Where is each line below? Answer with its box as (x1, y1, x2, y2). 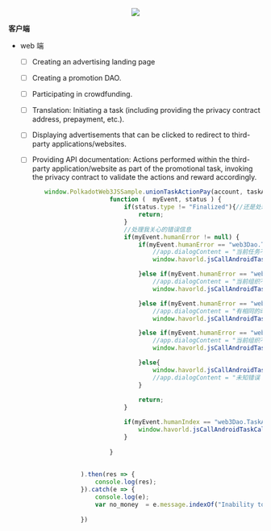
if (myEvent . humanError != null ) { (123, 233, 240, 241)
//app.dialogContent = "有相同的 (152, 307, 261, 315)
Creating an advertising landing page (31, 57, 156, 66)
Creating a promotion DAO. (31, 73, 122, 83)
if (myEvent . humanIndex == (123, 418, 211, 426)
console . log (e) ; (94, 492, 150, 501)
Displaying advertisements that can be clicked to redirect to (31, 130, 231, 140)
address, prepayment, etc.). (31, 114, 125, 124)
